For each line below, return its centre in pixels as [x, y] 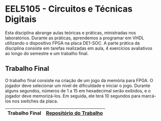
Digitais [21, 19]
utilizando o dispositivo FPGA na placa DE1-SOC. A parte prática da [72, 43]
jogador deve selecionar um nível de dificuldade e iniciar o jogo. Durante [78, 86]
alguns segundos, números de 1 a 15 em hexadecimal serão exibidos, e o [78, 90]
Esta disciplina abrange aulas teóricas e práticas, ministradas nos [71, 33]
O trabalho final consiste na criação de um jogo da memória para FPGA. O [79, 80]
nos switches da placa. [35, 101]
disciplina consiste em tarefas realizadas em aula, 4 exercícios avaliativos [79, 48]
